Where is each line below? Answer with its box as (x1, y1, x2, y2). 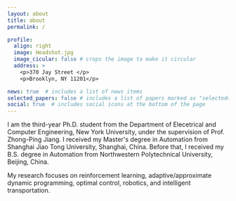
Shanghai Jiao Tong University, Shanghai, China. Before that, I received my (7, 143, 225, 151)
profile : (7, 36, 33, 43)
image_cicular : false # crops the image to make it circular (13, 56, 197, 63)
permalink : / (7, 23, 46, 30)
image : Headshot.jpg (13, 49, 74, 56)
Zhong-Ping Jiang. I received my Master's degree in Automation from (7, 135, 209, 144)
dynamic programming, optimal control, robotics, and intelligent (7, 179, 191, 187)
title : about (7, 17, 46, 24)
